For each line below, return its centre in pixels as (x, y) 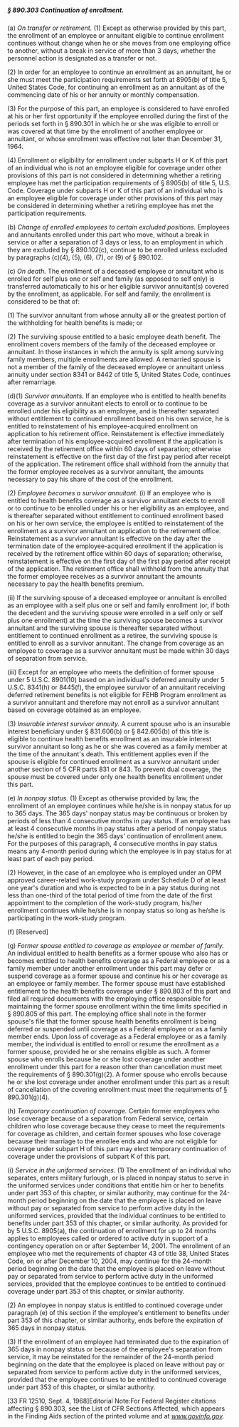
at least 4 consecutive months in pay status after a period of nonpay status (117, 828)
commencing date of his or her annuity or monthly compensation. (103, 94)
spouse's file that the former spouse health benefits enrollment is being (112, 1021)
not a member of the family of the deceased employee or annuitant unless (116, 366)
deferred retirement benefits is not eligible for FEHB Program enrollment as (117, 694)
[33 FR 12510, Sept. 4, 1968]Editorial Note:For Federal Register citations (112, 1401)
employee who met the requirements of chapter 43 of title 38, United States (118, 1253)
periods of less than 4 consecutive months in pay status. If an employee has (119, 820)
